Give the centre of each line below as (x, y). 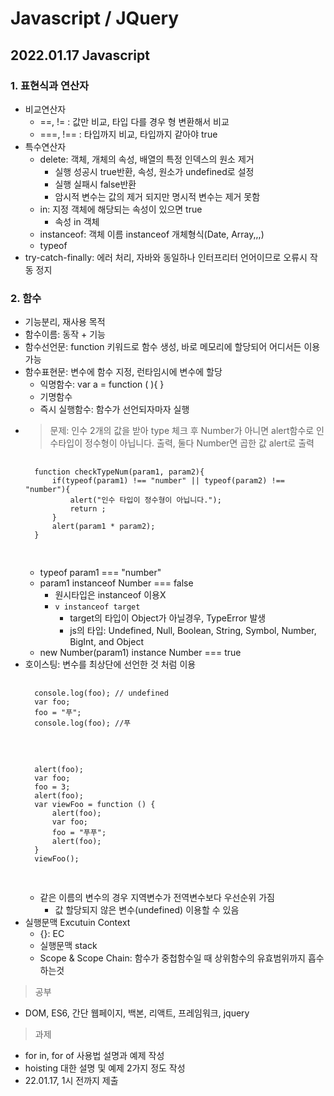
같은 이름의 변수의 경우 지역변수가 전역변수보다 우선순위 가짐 (157, 898)
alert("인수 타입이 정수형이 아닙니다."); (145, 500)
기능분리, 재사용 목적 (65, 322)
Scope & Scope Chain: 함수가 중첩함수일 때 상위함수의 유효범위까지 (172, 958)
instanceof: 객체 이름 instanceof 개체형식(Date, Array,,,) (152, 234)
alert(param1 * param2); (103, 527)
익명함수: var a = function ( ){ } (102, 384)
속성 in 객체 (77, 221)
